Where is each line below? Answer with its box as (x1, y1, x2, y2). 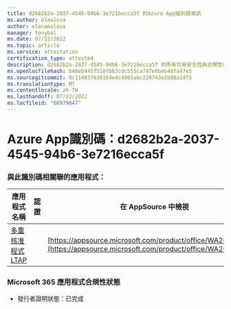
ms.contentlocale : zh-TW (7, 87, 78, 94)
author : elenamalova (7, 23, 67, 30)
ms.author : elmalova (7, 17, 67, 23)
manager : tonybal (7, 29, 57, 36)
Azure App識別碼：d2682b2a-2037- (7, 131, 220, 147)
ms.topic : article (7, 42, 60, 49)
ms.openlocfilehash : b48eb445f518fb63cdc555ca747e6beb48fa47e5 (7, 67, 192, 74)
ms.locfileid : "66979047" (7, 100, 81, 107)
